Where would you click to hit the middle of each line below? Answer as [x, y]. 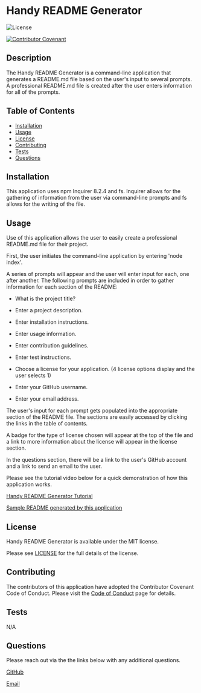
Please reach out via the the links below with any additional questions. [94, 660]
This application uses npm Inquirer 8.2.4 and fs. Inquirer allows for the [94, 191]
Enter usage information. [46, 334]
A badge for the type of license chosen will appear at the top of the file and [100, 435]
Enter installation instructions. [52, 322]
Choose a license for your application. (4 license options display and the [105, 369]
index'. [14, 262]
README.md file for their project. [47, 244]
